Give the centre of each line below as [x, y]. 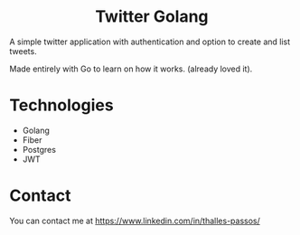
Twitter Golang [152, 17]
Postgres [39, 149]
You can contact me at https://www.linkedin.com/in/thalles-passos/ [135, 221]
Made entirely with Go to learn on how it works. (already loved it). [131, 69]
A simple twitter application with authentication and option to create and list [150, 42]
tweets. [23, 51]
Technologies [62, 105]
